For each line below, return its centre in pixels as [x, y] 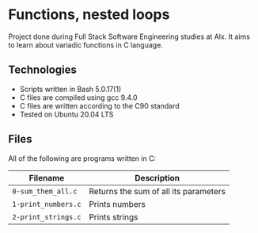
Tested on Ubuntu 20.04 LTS [66, 114]
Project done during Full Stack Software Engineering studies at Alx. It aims [129, 36]
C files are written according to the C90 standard [99, 105]
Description [157, 178]
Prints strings [114, 217]
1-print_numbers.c [47, 204]
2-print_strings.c [47, 217]
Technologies [43, 70]
